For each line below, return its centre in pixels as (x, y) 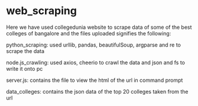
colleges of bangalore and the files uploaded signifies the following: (89, 33)
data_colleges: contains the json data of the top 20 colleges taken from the (97, 91)
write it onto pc (25, 68)
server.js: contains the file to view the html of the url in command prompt (95, 80)
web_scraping (41, 11)
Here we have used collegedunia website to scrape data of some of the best (99, 27)
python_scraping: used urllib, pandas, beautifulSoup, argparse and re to (94, 45)
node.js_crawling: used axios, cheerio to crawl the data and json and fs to (95, 62)
